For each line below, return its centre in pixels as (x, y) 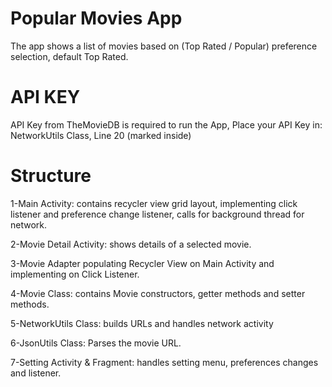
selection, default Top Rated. (69, 56)
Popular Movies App (96, 18)
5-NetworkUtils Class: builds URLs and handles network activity (142, 323)
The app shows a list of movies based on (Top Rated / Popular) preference (164, 46)
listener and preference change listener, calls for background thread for (157, 214)
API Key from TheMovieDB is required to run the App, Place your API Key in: (166, 124)
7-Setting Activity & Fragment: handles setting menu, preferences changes (164, 362)
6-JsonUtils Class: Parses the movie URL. (96, 343)
